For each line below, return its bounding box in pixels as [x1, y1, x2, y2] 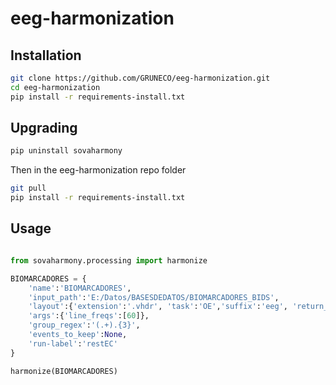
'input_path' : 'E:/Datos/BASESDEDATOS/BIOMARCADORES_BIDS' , [28, 292, 280, 302]
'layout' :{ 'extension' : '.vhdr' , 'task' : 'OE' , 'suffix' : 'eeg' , [28, 302, 288, 312]
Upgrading [10, 120, 78, 137]
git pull [10, 183, 47, 194]
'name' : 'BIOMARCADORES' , [28, 283, 132, 293]
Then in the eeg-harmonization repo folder [10, 164, 187, 176]
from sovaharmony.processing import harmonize [10, 255, 208, 266]
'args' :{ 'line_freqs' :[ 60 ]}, [28, 311, 150, 321]
